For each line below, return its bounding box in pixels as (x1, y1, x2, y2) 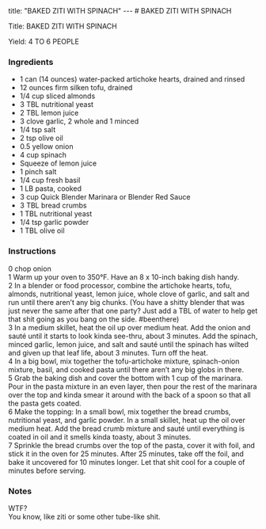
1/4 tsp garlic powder (19, 218, 89, 227)
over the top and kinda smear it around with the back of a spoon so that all (8, 390, 251, 399)
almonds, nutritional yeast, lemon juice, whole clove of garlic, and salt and (8, 289, 249, 299)
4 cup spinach (19, 150, 67, 160)
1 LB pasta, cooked (19, 184, 82, 193)
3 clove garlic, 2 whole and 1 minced (19, 116, 139, 126)
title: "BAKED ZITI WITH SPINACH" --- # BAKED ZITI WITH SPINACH (8, 6, 232, 15)
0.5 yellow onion (19, 142, 74, 151)
